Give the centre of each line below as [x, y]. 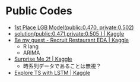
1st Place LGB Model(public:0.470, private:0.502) [74, 27]
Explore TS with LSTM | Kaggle [52, 72]
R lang [31, 46]
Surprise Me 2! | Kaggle [43, 59]
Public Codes [39, 11]
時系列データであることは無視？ [62, 66]
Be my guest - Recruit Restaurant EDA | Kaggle [71, 40]
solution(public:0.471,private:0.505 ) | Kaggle [69, 33]
